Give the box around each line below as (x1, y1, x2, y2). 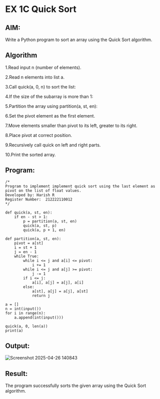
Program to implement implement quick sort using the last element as (5, 183, 155, 188)
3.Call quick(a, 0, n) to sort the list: (5, 83, 76, 89)
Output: (5, 341, 30, 350)
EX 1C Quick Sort (5, 3, 76, 15)
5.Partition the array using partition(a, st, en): (5, 103, 97, 109)
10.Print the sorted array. (5, 151, 56, 157)
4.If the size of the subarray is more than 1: (5, 93, 93, 99)
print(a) (5, 328, 23, 333)
